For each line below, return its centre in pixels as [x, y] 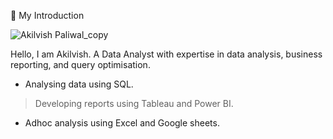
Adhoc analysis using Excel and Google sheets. [122, 123]
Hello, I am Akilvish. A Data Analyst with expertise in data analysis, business [166, 54]
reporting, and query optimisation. [80, 64]
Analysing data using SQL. [79, 84]
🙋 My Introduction [47, 15]
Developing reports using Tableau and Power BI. [134, 103]
